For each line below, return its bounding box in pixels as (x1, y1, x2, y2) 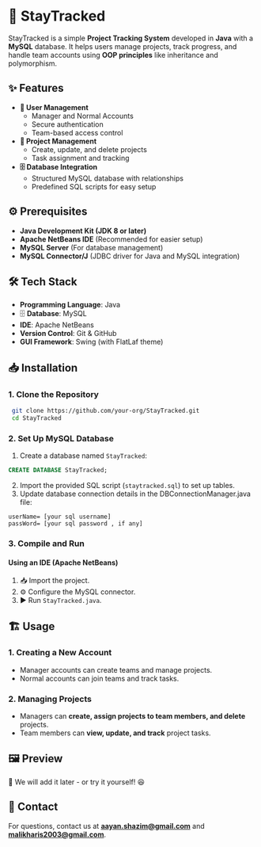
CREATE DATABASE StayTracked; (8, 467, 108, 475)
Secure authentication (31, 119, 104, 129)
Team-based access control (31, 128, 123, 137)
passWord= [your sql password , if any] (8, 519, 144, 528)
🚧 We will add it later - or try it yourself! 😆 (8, 776, 145, 787)
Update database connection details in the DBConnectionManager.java (19, 489, 252, 498)
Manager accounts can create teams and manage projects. (19, 665, 213, 674)
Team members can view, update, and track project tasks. (19, 728, 211, 738)
